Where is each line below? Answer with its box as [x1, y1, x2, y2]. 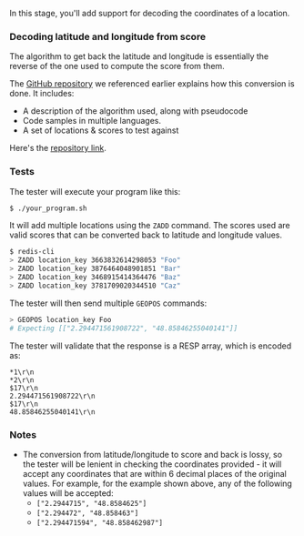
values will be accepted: [22, 487, 114, 499]
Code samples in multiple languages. [22, 116, 162, 126]
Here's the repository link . [9, 143, 106, 154]
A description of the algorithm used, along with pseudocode [22, 106, 248, 116]
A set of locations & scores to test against [22, 125, 179, 136]
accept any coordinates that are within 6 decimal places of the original [22, 468, 287, 479]
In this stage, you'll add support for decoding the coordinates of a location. [9, 8, 290, 18]
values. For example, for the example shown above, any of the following [22, 478, 293, 489]
